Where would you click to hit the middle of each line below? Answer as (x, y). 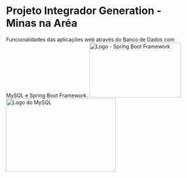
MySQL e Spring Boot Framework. (47, 95)
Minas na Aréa (42, 23)
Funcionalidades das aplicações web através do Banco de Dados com (90, 39)
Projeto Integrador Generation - (84, 11)
